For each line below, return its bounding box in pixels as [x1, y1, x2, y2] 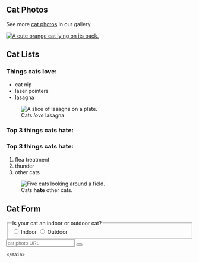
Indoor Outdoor [20, 228, 68, 236]
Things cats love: [6, 67, 58, 76]
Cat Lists [6, 49, 40, 60]
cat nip [14, 81, 32, 88]
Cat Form [6, 204, 41, 214]
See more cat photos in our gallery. [6, 20, 92, 27]
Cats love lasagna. [21, 112, 67, 119]
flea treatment [14, 156, 50, 163]
